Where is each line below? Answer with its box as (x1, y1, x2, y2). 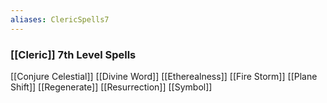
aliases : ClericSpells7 (10, 14, 110, 25)
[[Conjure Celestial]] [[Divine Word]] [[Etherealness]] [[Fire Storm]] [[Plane (10, 70, 318, 82)
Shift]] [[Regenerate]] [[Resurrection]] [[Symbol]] (10, 81, 213, 93)
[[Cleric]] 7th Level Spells (10, 47, 137, 61)
